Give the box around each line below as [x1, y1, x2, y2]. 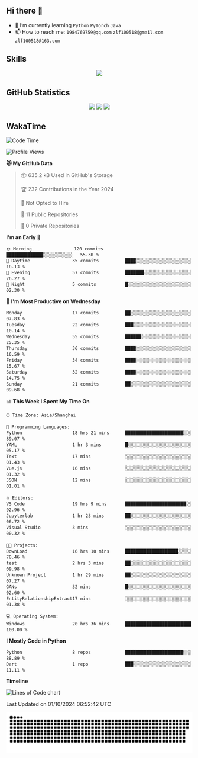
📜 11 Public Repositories [20, 211, 79, 218]
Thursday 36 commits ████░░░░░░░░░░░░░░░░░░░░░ [6, 346, 192, 352]
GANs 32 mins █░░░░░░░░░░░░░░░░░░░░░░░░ [6, 584, 192, 590]
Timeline [6, 677, 28, 685]
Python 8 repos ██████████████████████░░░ [6, 650, 192, 656]
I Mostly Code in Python [6, 637, 66, 644]
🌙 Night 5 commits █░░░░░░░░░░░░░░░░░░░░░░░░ [6, 282, 192, 288]
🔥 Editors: [6, 495, 34, 501]
